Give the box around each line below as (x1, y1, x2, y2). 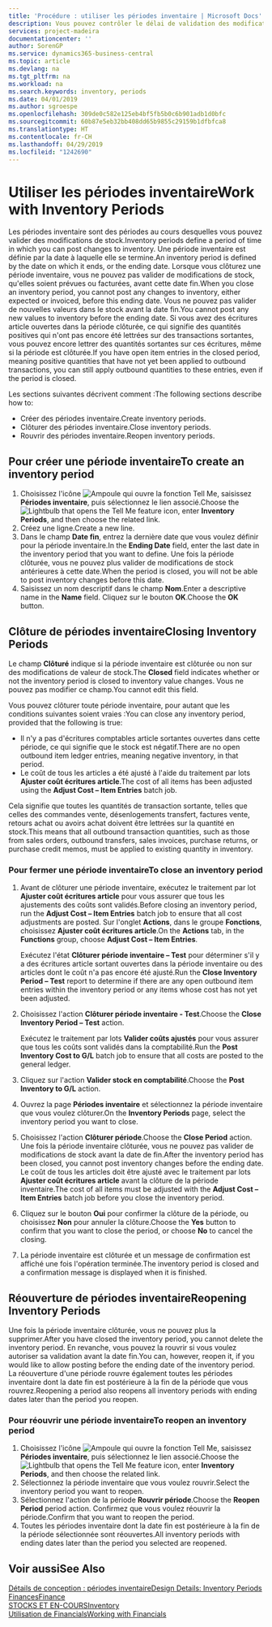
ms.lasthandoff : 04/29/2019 (8, 140, 104, 149)
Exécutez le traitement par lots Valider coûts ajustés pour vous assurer (19, 1033, 259, 1044)
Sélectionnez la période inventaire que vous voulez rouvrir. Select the (19, 1478, 250, 1487)
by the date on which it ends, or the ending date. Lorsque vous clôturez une (8, 262, 261, 271)
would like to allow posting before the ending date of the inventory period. (8, 1360, 255, 1370)
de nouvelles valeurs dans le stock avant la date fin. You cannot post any (8, 305, 249, 314)
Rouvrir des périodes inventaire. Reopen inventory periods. (19, 431, 215, 441)
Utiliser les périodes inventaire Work (8, 183, 255, 201)
